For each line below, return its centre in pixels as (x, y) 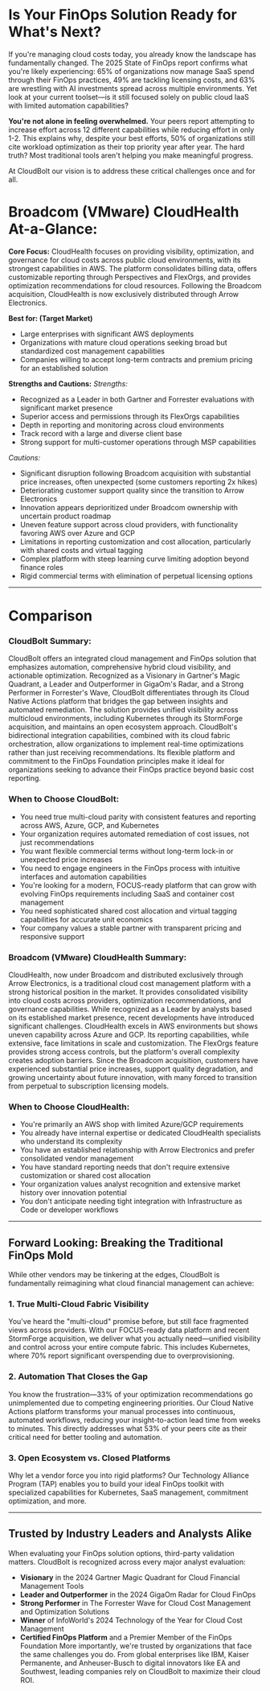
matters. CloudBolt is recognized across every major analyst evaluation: (127, 1561)
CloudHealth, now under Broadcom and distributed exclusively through (126, 975)
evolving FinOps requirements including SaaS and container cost (127, 893)
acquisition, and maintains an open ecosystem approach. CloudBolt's (123, 727)
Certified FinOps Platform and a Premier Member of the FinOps (126, 1637)
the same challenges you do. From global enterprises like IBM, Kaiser (134, 1654)
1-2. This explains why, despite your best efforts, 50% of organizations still (132, 138)
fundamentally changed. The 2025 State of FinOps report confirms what (128, 63)
